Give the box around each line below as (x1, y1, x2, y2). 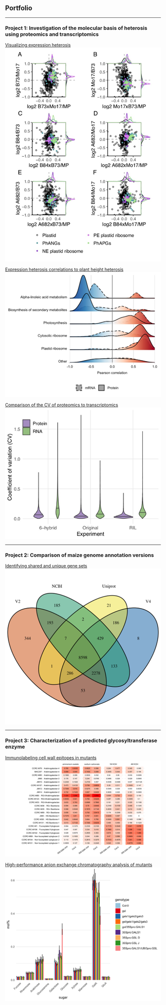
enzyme (5, 744, 25, 751)
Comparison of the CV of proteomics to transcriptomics (5, 402, 119, 408)
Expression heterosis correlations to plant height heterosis (5, 266, 124, 272)
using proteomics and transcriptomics (5, 31, 99, 38)
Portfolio (5, 4, 33, 12)
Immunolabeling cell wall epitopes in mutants (5, 754, 97, 760)
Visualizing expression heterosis (5, 42, 71, 48)
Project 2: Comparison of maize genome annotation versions (5, 552, 154, 559)
